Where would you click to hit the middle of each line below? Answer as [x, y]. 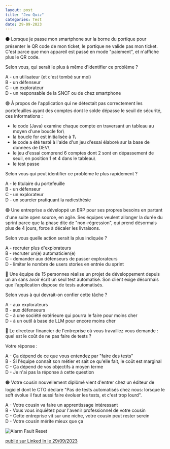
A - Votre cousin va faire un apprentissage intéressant [62, 405]
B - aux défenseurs [25, 310]
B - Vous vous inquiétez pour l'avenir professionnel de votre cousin [76, 410]
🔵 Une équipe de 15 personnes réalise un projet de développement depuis [83, 274]
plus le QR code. [22, 57]
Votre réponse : [22, 346]
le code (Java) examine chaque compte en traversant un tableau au [83, 126]
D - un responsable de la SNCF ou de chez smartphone [63, 93]
